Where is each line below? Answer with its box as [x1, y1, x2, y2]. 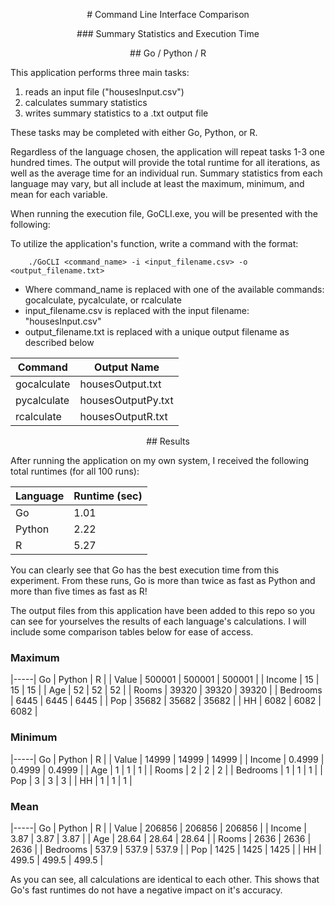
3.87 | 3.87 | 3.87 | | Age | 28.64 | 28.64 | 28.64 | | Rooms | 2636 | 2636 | [10, 832, 312, 844]
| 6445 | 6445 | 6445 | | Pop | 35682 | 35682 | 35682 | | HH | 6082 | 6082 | [10, 695, 322, 707]
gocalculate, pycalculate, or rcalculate [24, 294, 182, 306]
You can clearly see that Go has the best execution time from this [10, 564, 280, 576]
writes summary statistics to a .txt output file [24, 107, 209, 119]
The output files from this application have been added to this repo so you [10, 605, 316, 616]
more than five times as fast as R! [10, 585, 148, 597]
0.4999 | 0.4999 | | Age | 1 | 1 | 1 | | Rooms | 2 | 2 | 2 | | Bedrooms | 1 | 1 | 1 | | [10, 764, 323, 776]
